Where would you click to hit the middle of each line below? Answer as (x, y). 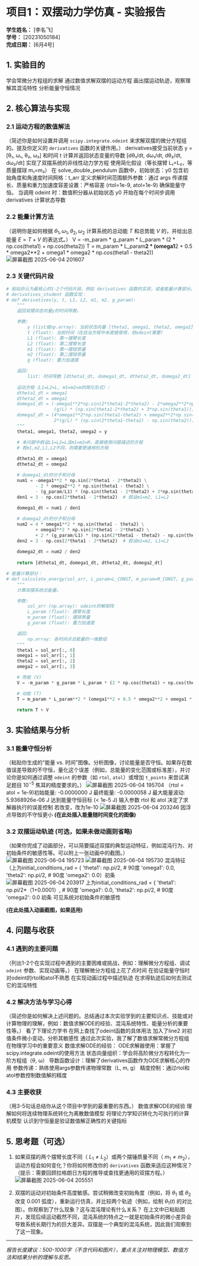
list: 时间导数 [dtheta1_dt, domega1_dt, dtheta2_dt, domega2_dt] (109, 377)
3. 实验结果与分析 (38, 730)
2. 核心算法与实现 (38, 108)
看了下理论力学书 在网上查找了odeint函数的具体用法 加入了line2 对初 (109, 1031)
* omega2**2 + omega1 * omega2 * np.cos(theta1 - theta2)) (80, 252)
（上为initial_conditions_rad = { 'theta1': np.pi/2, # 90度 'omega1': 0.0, (91, 868)
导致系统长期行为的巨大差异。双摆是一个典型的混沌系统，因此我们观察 (100, 1224)
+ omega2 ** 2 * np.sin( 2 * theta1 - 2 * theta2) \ (92, 530)
